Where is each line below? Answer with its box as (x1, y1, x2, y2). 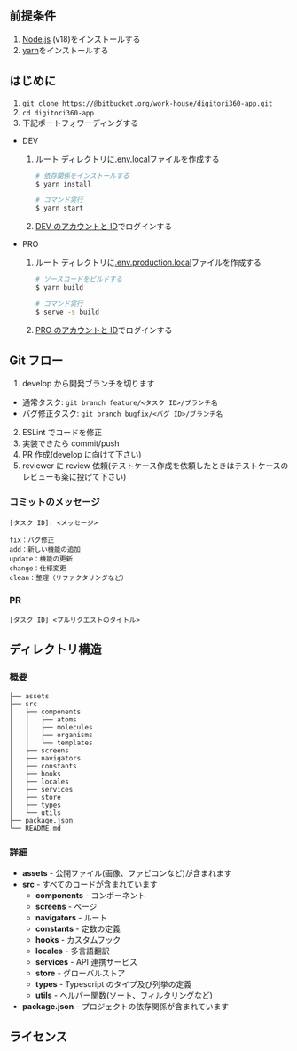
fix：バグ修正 (9, 536, 55, 545)
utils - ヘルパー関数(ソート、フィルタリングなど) (35, 990, 213, 1001)
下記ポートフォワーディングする (21, 117, 139, 128)
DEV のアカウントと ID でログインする (35, 221, 173, 232)
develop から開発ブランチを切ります (21, 378, 155, 389)
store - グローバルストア (35, 967, 126, 979)
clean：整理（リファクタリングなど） (9, 573, 129, 582)
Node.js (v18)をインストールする (21, 34, 141, 44)
